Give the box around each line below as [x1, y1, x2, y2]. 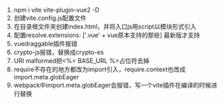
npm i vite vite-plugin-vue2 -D [13, 6, 100, 14]
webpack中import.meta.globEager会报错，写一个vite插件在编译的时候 [13, 81, 212, 89]
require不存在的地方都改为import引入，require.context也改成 [13, 65, 186, 73]
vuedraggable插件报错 [13, 40, 78, 47]
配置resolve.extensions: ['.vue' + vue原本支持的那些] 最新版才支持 [13, 31, 201, 39]
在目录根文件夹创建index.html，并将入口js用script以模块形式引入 [13, 23, 197, 30]
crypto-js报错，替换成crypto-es [13, 48, 104, 56]
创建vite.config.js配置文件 [13, 14, 87, 22]
